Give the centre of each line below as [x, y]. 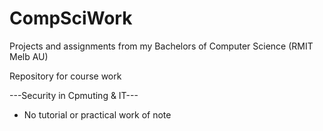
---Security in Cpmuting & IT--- [74, 95]
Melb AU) [29, 56]
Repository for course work [65, 76]
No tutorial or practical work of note [97, 114]
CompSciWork [71, 18]
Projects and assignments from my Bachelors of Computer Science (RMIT [161, 46]
